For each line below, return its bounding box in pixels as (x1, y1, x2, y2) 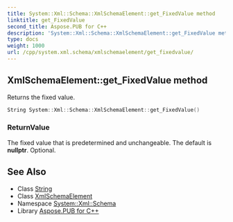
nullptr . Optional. (7, 146, 56, 154)
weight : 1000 (7, 42, 45, 49)
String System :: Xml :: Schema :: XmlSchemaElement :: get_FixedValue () (7, 106, 200, 113)
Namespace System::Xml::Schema (17, 199, 116, 207)
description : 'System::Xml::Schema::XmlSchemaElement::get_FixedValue (7, 29, 216, 37)
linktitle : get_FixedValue (7, 17, 85, 24)
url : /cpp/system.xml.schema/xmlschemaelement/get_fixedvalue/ (7, 49, 194, 56)
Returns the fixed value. (7, 93, 75, 101)
